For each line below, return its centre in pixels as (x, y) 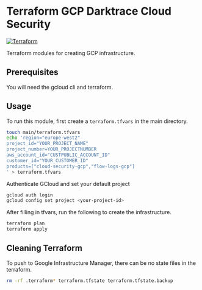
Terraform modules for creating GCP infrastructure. (71, 53)
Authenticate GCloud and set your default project (68, 184)
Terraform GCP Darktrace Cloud (89, 11)
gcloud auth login (30, 195)
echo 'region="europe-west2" (43, 138)
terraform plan (26, 224)
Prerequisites (32, 72)
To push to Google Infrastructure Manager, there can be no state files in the (101, 263)
